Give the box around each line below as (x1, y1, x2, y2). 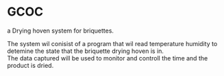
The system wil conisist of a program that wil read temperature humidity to (7, 39, 218, 47)
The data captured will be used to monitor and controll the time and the (7, 54, 208, 62)
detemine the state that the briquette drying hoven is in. (7, 47, 164, 55)
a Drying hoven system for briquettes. (7, 26, 114, 35)
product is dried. (7, 61, 54, 69)
